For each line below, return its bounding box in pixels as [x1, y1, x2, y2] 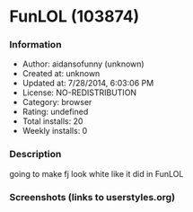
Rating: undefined [22, 106, 89, 118]
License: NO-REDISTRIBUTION [22, 87, 137, 98]
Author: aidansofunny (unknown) [22, 58, 145, 69]
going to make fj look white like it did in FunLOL [9, 168, 184, 179]
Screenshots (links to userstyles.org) [9, 190, 176, 203]
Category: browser [22, 97, 92, 108]
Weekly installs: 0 [22, 126, 88, 137]
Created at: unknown [22, 68, 101, 79]
